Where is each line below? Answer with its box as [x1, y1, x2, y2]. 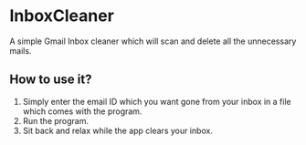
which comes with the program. [22, 106, 142, 117]
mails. [9, 45, 32, 56]
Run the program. [22, 115, 90, 126]
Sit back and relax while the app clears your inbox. [22, 125, 213, 136]
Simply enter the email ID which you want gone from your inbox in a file [22, 96, 291, 107]
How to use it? [9, 72, 92, 88]
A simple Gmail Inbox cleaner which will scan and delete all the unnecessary [9, 36, 297, 47]
